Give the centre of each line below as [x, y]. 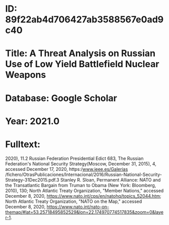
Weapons [26, 75]
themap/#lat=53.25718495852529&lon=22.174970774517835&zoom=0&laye [84, 212]
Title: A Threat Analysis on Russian [80, 53]
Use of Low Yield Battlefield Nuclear [82, 64]
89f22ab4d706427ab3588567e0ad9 [84, 19]
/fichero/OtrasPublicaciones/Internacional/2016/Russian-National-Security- [84, 174]
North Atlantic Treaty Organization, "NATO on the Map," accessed [74, 201]
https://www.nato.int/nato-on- [78, 207]
